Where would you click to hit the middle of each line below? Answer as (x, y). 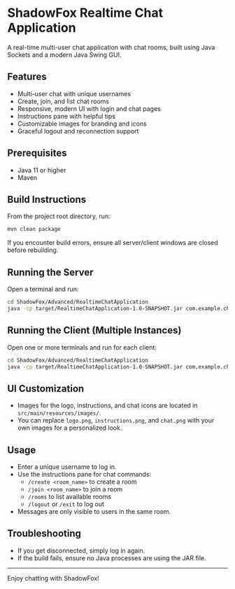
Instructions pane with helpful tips (66, 116)
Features (27, 77)
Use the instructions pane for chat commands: (84, 474)
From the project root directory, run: (59, 216)
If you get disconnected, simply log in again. (81, 550)
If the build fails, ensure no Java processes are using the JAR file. (112, 558)
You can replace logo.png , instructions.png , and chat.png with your (116, 421)
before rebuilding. (33, 250)
